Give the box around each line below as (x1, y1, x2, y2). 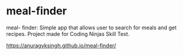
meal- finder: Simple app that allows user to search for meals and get (6, 24, 177, 31)
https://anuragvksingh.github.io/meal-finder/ (6, 42, 117, 49)
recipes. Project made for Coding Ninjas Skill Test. (6, 30, 130, 37)
